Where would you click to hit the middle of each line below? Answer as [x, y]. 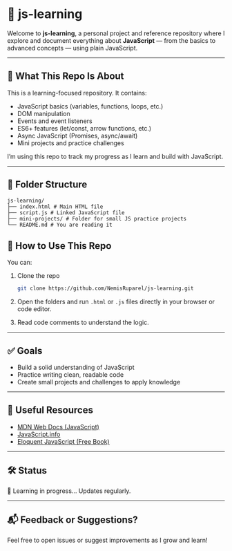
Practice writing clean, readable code [70, 375]
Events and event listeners [55, 121]
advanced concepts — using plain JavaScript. [72, 48]
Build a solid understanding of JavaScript [76, 367]
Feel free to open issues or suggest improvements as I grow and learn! [108, 540]
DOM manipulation [43, 113]
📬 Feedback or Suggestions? [72, 520]
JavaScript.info [39, 434]
